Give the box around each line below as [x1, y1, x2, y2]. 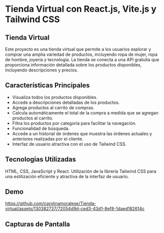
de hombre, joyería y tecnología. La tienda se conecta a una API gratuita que [5, 57, 160, 62]
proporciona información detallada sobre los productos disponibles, [5, 62, 142, 68]
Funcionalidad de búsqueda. [12, 125, 70, 131]
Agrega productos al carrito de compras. [12, 104, 94, 111]
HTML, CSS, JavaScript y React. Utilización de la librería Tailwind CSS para [5, 168, 157, 174]
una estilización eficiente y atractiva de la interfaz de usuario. [5, 173, 129, 179]
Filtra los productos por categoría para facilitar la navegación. [12, 120, 137, 126]
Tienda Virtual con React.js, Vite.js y [5, 3, 157, 15]
